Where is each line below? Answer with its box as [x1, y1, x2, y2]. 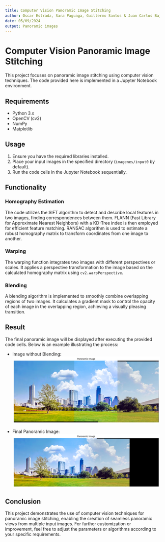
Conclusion [5, 497, 41, 505]
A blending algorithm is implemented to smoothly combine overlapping [5, 293, 148, 299]
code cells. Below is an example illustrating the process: [5, 341, 119, 348]
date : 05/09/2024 [5, 18, 41, 23]
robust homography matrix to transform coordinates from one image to [5, 230, 149, 236]
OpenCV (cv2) [12, 116, 42, 121]
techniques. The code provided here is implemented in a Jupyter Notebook [5, 77, 157, 83]
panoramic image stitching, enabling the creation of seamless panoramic [5, 516, 153, 522]
